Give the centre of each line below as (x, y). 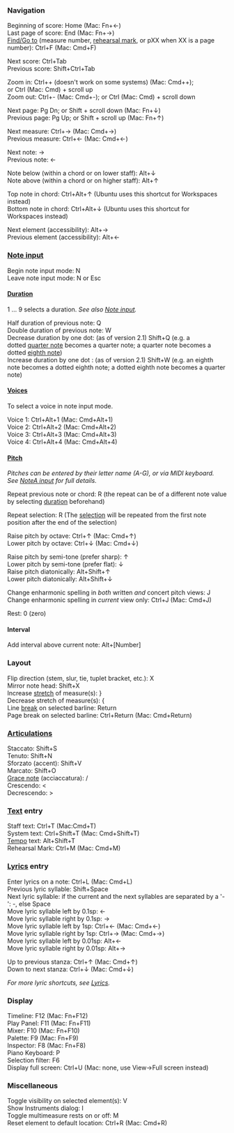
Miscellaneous (32, 1086)
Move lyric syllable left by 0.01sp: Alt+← (64, 941)
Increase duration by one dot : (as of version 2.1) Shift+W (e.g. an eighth (110, 360)
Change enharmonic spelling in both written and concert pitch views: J (109, 593)
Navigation (26, 10)
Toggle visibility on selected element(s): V (67, 1101)
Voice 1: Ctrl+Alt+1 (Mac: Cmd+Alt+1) (60, 419)
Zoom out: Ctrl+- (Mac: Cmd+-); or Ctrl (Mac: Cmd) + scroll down (102, 97)
